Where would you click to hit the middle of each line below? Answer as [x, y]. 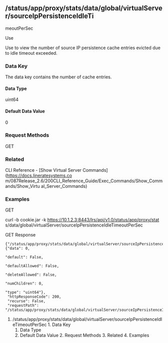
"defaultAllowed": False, [32, 266]
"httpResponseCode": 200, [34, 297]
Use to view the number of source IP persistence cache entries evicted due [83, 48]
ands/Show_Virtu [22, 186]
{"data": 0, [17, 249]
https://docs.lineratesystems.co [39, 176]
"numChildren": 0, [24, 284]
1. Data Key [59, 325]
